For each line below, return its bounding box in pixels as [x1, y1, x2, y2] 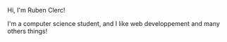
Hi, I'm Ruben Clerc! [7, 6, 66, 14]
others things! [7, 27, 48, 35]
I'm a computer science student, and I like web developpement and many [7, 20, 221, 27]
